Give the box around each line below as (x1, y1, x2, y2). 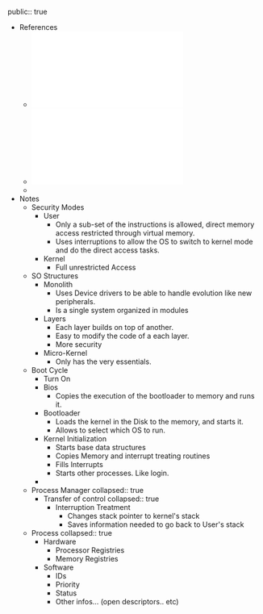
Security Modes (31, 203, 85, 212)
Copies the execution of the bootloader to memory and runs (55, 391, 255, 400)
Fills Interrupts (55, 460, 104, 469)
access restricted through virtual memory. (55, 228, 195, 237)
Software (43, 562, 74, 572)
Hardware (43, 537, 77, 546)
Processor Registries (55, 545, 125, 555)
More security (55, 340, 102, 349)
